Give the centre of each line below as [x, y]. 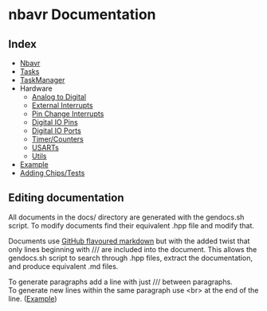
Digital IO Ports [56, 130]
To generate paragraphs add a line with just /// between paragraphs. [120, 282]
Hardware [36, 88]
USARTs [45, 148]
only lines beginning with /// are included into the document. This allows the [133, 249]
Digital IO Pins [55, 122]
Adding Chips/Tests [52, 173]
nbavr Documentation [82, 15]
